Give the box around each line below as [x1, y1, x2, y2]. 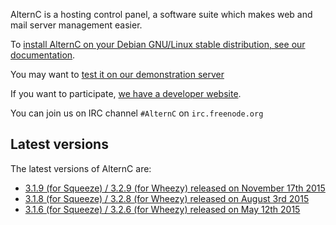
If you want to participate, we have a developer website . [10, 88, 242, 99]
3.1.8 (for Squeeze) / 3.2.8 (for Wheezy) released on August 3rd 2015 [24, 192, 310, 204]
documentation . [10, 49, 76, 61]
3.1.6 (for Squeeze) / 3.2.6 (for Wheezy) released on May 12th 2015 [24, 203, 301, 215]
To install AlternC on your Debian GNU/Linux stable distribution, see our [10, 39, 306, 50]
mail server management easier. [10, 19, 143, 31]
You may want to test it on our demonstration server [10, 69, 225, 80]
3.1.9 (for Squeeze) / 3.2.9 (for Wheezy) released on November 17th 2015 [24, 182, 326, 194]
